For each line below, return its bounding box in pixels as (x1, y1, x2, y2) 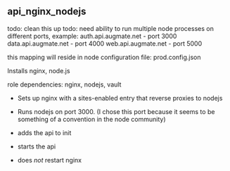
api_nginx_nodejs (7, 6, 87, 18)
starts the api (17, 142, 56, 151)
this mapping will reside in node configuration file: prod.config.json (7, 53, 202, 61)
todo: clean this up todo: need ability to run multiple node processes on (7, 24, 215, 32)
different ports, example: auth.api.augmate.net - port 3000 (7, 32, 177, 40)
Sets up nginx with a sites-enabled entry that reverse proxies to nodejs (17, 94, 223, 102)
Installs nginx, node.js (7, 66, 70, 75)
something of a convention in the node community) (17, 115, 167, 123)
